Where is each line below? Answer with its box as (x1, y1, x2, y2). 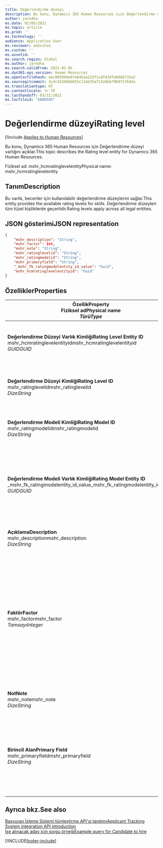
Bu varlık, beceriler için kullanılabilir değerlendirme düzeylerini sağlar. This (5, 195, 152, 201)
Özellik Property (72, 301, 110, 308)
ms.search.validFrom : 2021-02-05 (5, 66, 73, 71)
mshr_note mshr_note (7, 696, 56, 703)
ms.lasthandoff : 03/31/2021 (5, 93, 62, 98)
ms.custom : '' (5, 48, 34, 52)
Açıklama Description (7, 529, 57, 536)
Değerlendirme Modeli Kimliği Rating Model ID (7, 419, 115, 426)
